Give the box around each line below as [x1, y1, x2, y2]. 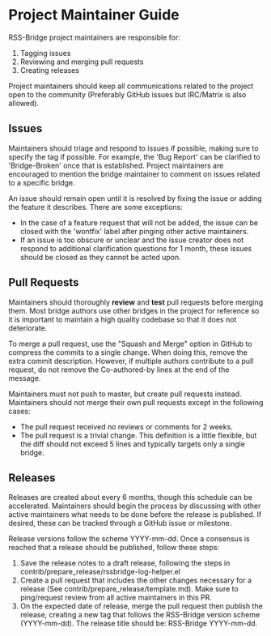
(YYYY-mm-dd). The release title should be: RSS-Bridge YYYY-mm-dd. [19, 618, 258, 629]
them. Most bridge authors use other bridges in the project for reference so [8, 305, 260, 315]
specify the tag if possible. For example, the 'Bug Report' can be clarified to [8, 152, 260, 161]
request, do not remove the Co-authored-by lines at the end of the [8, 365, 230, 374]
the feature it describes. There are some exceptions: [8, 202, 184, 211]
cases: [8, 406, 31, 416]
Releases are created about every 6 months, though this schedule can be [8, 493, 253, 502]
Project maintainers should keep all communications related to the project [8, 81, 254, 91]
